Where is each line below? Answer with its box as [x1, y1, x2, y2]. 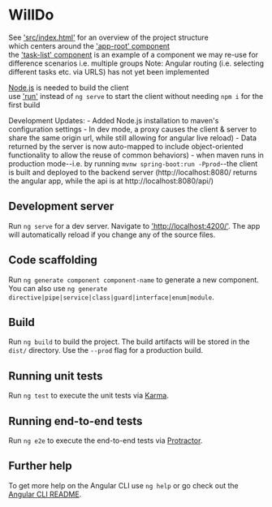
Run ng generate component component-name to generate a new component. [8, 274, 260, 285]
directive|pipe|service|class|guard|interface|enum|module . [8, 292, 214, 302]
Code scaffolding [8, 253, 97, 267]
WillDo [8, 6, 54, 24]
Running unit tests [8, 369, 103, 383]
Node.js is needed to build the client [8, 83, 129, 92]
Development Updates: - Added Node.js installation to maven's [8, 115, 219, 125]
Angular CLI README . [8, 489, 82, 499]
